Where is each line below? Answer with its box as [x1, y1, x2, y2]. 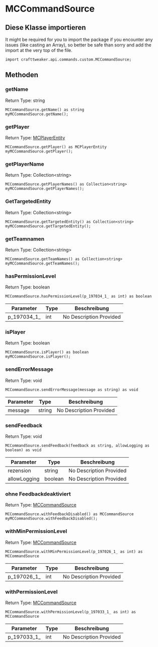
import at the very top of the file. [5, 47, 72, 53]
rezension [8, 467, 31, 474]
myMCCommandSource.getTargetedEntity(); [5, 223, 92, 229]
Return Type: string [5, 97, 45, 104]
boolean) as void [5, 447, 42, 453]
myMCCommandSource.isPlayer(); [5, 354, 71, 359]
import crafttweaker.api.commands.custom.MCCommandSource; [5, 57, 132, 62]
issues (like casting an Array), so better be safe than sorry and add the [5, 42, 152, 48]
